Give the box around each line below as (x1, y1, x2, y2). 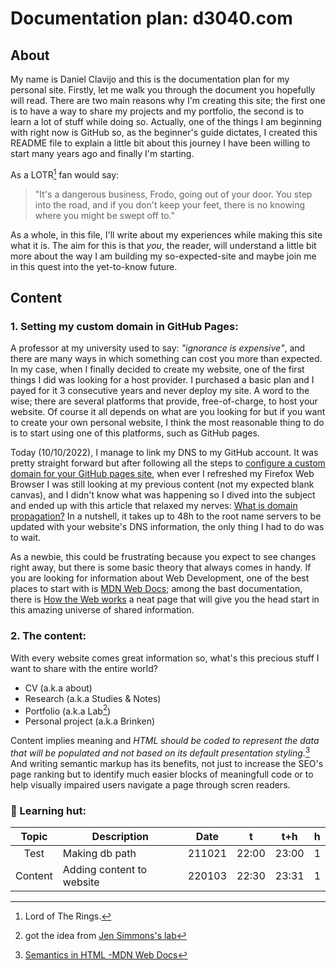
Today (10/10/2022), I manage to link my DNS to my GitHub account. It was (10, 447, 319, 459)
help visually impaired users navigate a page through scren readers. (10, 778, 291, 791)
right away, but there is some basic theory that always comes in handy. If (10, 562, 312, 574)
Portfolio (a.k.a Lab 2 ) (24, 703, 112, 717)
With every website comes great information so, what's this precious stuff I (10, 652, 320, 664)
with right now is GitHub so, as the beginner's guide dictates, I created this (10, 127, 318, 138)
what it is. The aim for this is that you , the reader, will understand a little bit (10, 239, 317, 251)
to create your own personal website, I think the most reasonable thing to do (10, 417, 325, 429)
